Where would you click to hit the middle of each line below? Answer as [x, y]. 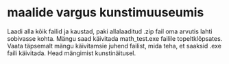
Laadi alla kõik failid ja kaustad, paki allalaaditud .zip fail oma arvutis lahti [110, 31]
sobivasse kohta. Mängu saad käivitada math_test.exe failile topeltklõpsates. [115, 38]
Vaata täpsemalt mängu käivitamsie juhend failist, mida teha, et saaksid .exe [114, 46]
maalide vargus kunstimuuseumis [106, 13]
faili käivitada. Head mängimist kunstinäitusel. [72, 53]
